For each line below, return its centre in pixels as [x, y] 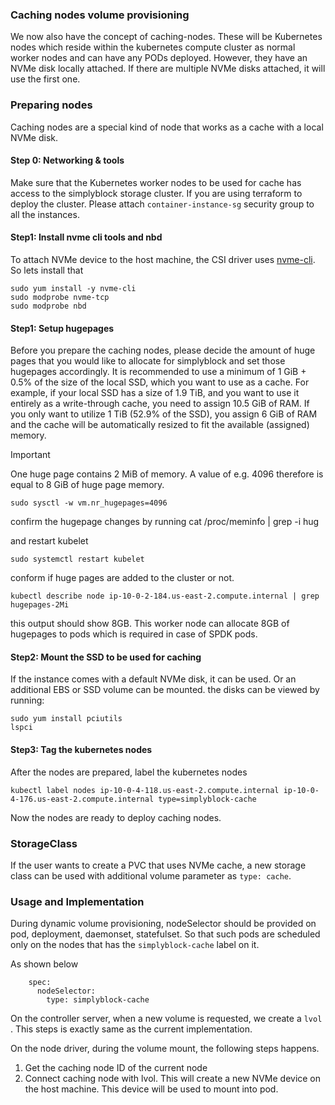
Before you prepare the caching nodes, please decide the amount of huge [163, 350]
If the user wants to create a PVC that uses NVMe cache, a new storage [158, 865]
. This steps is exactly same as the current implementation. [131, 1029]
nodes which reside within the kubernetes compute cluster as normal [153, 47]
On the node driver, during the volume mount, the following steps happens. [165, 1049]
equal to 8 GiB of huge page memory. [87, 485]
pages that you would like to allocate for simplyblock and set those [148, 361]
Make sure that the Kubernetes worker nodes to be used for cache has [156, 182]
